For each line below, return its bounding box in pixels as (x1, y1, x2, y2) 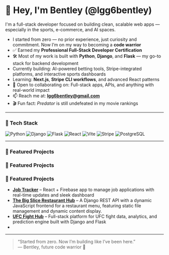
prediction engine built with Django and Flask (12, 219, 107, 225)
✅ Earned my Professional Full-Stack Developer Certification (12, 47, 142, 53)
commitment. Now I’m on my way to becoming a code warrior (12, 41, 141, 47)
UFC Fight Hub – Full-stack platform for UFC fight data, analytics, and (12, 214, 157, 220)
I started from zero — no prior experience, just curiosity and (12, 36, 137, 42)
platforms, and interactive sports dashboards (12, 71, 106, 77)
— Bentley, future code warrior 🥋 (17, 244, 86, 250)
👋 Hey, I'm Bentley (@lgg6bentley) (5, 5, 152, 16)
